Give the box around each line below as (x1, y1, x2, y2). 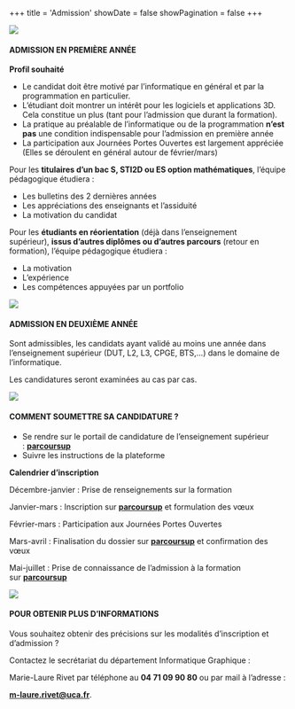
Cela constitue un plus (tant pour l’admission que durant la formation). (21, 110, 277, 121)
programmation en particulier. (21, 90, 131, 101)
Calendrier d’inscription (9, 467, 99, 478)
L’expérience (21, 272, 69, 283)
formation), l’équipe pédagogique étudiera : (9, 245, 168, 256)
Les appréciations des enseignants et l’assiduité (21, 200, 198, 211)
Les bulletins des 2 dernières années (21, 191, 157, 202)
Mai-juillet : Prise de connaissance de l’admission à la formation (9, 562, 242, 573)
